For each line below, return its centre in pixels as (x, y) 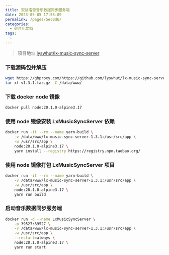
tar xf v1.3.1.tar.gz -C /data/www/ (44, 83)
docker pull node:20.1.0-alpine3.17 (44, 108)
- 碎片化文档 (22, 29)
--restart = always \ (35, 238)
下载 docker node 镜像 (32, 96)
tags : (11, 33)
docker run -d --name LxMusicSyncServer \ (50, 219)
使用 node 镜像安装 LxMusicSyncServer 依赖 (60, 122)
